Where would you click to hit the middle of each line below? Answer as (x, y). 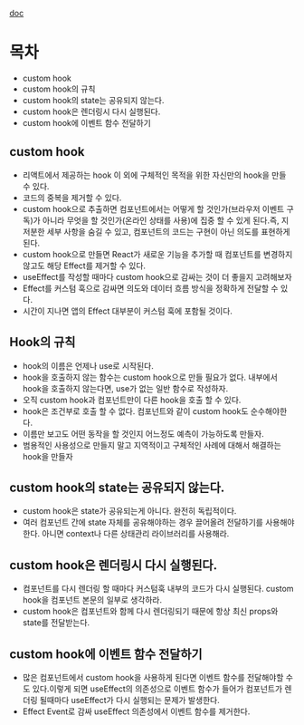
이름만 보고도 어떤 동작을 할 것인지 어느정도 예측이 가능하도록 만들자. (143, 433)
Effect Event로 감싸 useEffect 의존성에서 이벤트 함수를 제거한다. (136, 711)
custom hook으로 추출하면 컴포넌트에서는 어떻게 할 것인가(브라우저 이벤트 (153, 208)
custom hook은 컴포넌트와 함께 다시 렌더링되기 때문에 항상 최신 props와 (150, 612)
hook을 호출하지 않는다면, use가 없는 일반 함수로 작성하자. (125, 388)
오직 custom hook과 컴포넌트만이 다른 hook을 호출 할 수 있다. (132, 400)
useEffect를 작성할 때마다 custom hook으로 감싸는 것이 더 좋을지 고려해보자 (157, 276)
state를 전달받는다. (56, 623)
